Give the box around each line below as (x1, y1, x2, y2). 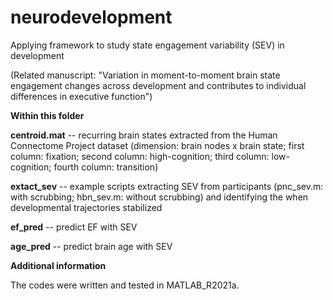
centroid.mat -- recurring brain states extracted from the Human (10, 129, 278, 141)
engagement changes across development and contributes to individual (10, 79, 307, 91)
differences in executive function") (10, 90, 153, 102)
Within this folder (10, 109, 85, 121)
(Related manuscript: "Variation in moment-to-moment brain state (10, 69, 281, 81)
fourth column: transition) (53, 161, 159, 173)
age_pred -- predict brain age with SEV (10, 240, 173, 252)
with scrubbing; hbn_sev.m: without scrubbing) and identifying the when (10, 191, 309, 203)
